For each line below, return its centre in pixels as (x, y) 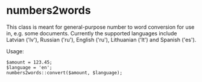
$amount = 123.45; (29, 62)
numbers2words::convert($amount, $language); (64, 72)
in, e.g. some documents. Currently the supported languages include (92, 33)
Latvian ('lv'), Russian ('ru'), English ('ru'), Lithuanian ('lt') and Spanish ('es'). (101, 40)
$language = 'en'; (29, 67)
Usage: (15, 51)
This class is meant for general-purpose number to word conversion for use (100, 27)
